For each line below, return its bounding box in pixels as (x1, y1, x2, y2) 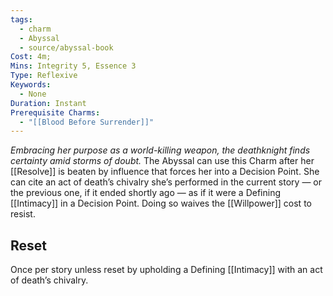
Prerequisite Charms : (10, 107, 101, 118)
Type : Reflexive (10, 71, 78, 81)
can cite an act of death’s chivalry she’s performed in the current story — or (10, 176, 322, 188)
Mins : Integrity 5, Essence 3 (10, 61, 137, 71)
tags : (10, 14, 33, 25)
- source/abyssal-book (19, 42, 114, 53)
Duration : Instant (10, 98, 87, 108)
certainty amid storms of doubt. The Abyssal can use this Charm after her (10, 155, 315, 167)
